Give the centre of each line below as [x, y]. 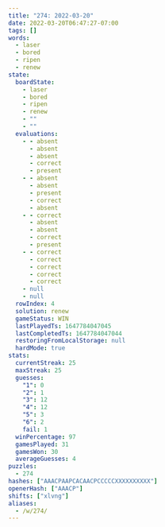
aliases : [23, 503]
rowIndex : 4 [35, 304]
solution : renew [42, 311]
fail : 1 [35, 429]
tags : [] [23, 30]
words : [19, 38]
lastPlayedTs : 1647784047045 [63, 326]
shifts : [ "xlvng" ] [38, 496]
